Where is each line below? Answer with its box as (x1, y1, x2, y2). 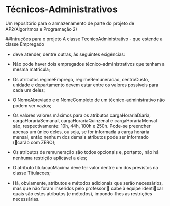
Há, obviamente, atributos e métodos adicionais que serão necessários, (12, 179, 163, 186)
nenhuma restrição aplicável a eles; (12, 154, 88, 161)
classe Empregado (5, 41, 44, 47)
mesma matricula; (12, 66, 50, 72)
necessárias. (12, 196, 40, 202)
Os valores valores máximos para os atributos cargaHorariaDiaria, (12, 112, 151, 118)
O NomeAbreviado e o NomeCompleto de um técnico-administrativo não (12, 97, 165, 103)
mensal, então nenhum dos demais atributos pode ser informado (12, 134, 149, 140)
